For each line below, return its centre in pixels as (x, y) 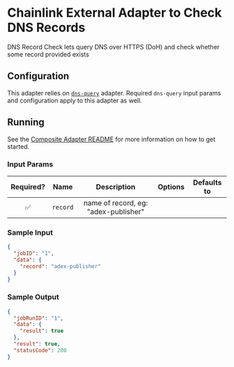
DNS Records (46, 28)
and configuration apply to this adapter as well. (75, 100)
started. (18, 146)
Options (171, 187)
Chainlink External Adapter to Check (115, 13)
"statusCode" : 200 (40, 350)
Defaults (207, 182)
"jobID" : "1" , (34, 253)
